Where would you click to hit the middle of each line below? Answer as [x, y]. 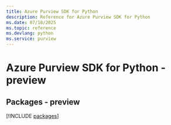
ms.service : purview [31, 39]
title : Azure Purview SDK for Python [52, 11]
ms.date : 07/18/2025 [31, 22]
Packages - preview [43, 102]
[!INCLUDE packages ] [33, 116]
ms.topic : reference [31, 28]
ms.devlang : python [30, 33]
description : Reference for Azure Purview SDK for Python [78, 17]
